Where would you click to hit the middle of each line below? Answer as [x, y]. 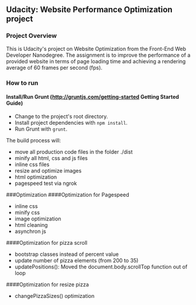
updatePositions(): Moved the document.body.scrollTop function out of [101, 267]
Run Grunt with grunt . [41, 129]
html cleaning [31, 225]
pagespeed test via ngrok [46, 183]
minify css [27, 212]
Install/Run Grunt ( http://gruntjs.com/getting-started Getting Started [93, 97]
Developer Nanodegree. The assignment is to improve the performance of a [98, 55]
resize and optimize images [48, 170]
